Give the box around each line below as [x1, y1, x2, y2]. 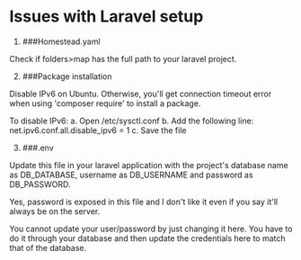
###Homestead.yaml [22, 36, 101, 47]
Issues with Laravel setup [9, 6, 204, 27]
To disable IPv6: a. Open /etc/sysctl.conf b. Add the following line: [9, 115, 254, 126]
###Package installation [22, 70, 112, 82]
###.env [22, 142, 54, 153]
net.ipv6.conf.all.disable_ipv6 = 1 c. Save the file [9, 124, 187, 136]
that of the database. [9, 242, 87, 253]
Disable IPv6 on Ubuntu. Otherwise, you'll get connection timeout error [9, 88, 272, 99]
